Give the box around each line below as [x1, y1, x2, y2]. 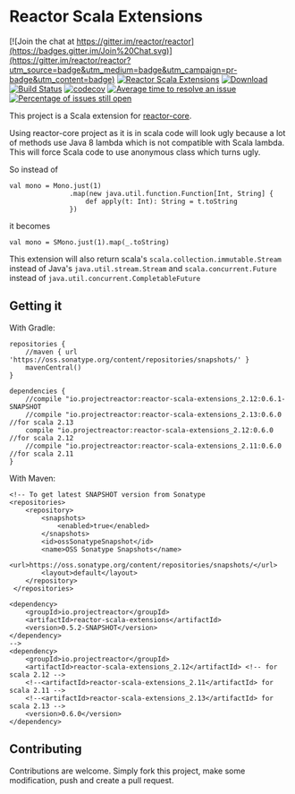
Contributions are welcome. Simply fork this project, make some [9, 765, 246, 776]
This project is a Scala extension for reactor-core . [9, 110, 192, 121]
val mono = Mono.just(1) [9, 181, 102, 190]
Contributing [9, 741, 82, 757]
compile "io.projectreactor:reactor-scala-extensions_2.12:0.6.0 [25, 425, 274, 435]
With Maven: [9, 473, 56, 483]
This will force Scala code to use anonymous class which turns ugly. [9, 146, 261, 158]
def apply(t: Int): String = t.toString [85, 197, 239, 206]
